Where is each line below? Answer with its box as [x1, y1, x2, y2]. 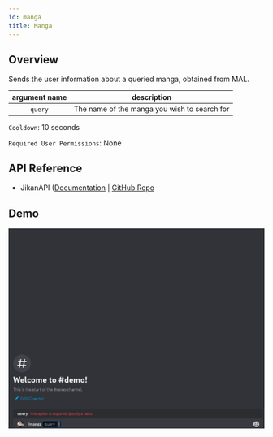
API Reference [8, 161, 83, 175]
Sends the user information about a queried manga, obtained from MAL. [8, 74, 249, 84]
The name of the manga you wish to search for [73, 104, 230, 114]
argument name [11, 92, 67, 102]
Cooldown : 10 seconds [8, 122, 80, 132]
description [131, 92, 172, 102]
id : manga [8, 13, 42, 21]
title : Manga [8, 21, 53, 30]
